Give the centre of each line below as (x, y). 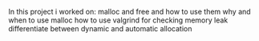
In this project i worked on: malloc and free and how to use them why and (129, 12)
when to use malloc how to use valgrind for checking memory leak (118, 20)
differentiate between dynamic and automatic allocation (100, 29)
